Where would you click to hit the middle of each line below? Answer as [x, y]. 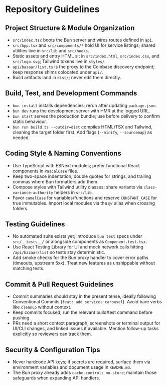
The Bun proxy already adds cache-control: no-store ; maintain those [85, 373]
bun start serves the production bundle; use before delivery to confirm [86, 116]
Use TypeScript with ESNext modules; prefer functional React [76, 165]
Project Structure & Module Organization [70, 28]
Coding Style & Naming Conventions [63, 153]
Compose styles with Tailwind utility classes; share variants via [77, 187]
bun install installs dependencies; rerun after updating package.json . [85, 105]
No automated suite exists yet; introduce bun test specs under [77, 236]
